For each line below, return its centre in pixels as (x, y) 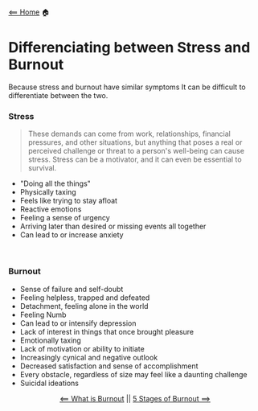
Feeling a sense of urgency (65, 218)
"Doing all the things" (55, 183)
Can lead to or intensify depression (78, 323)
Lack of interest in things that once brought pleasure (107, 331)
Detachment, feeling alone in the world (84, 306)
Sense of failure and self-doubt (72, 289)
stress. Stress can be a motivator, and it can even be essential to (135, 159)
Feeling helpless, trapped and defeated (85, 298)
